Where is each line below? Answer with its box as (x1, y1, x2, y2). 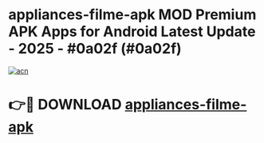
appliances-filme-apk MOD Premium (8, 6, 257, 24)
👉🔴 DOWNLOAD (8, 96, 122, 113)
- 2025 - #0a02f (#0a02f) (8, 40, 182, 58)
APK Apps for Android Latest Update (8, 22, 256, 41)
